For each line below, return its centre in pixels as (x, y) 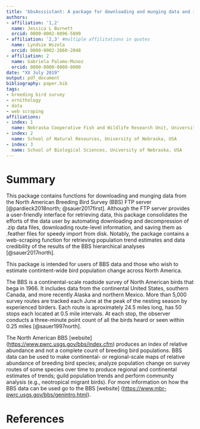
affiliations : (24, 117)
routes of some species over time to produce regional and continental (92, 369)
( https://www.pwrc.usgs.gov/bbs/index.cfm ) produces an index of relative (97, 344)
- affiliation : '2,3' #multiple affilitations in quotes (78, 39)
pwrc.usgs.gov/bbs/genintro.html (47, 395)
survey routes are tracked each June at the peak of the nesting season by (97, 301)
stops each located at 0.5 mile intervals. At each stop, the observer (88, 314)
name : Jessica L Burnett (42, 28)
